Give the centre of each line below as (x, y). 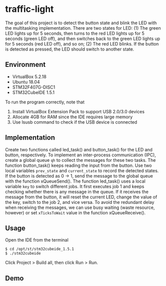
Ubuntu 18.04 (26, 82)
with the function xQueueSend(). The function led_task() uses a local (75, 181)
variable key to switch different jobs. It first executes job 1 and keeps (75, 186)
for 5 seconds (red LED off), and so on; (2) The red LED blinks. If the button (82, 44)
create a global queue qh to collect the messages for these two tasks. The (81, 160)
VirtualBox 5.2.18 (29, 76)
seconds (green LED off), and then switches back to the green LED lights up (83, 39)
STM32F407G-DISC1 (34, 87)
